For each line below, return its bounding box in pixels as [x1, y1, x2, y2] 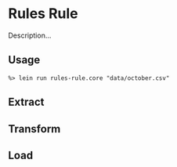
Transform [8, 122, 61, 136]
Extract [8, 96, 45, 109]
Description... [8, 31, 52, 40]
